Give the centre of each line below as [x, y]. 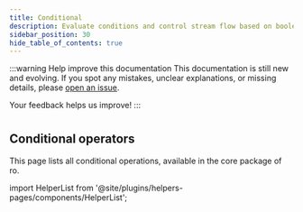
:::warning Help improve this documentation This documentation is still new [149, 69]
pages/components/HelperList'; [69, 197]
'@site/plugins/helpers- [139, 188]
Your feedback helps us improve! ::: [75, 106]
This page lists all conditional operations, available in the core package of [146, 161]
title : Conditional [46, 18]
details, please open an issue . [64, 88]
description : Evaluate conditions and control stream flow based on [141, 26]
